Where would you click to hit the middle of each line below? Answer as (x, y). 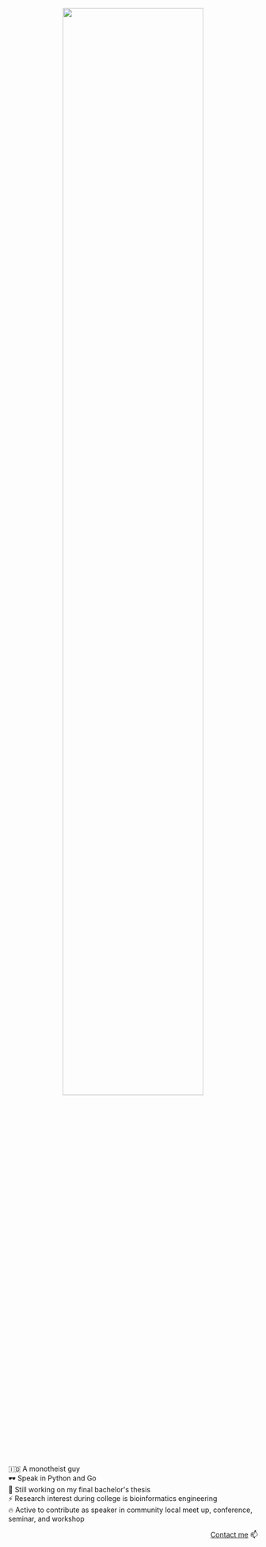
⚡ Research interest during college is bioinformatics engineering (113, 1498)
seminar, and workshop (46, 1519)
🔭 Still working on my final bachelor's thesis (80, 1490)
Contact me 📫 (234, 1535)
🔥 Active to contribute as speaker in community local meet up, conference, (131, 1510)
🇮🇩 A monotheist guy (44, 1469)
